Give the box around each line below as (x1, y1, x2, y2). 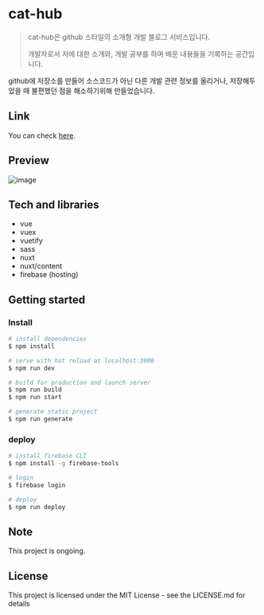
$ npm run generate (8, 415, 73, 423)
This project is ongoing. (8, 546, 86, 556)
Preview (8, 154, 50, 167)
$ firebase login (8, 481, 66, 489)
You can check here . (8, 131, 76, 140)
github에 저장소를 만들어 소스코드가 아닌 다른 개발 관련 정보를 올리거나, (8, 76, 228, 85)
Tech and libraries (8, 198, 99, 211)
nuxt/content (19, 261, 63, 271)
